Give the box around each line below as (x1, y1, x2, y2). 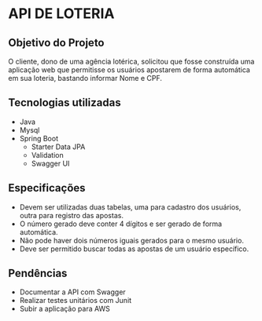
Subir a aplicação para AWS (19, 304, 110, 314)
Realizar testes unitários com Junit (19, 296, 132, 305)
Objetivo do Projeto (8, 36, 105, 49)
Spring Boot (19, 133, 59, 143)
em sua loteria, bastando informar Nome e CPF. (8, 74, 163, 82)
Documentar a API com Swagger (19, 287, 126, 297)
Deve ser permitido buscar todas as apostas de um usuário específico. (19, 244, 249, 254)
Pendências (8, 267, 68, 280)
